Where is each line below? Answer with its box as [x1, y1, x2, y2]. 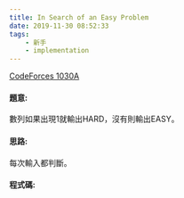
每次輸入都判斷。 [9, 157, 72, 168]
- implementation [25, 46, 90, 55]
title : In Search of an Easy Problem [9, 12, 149, 22]
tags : [9, 29, 29, 38]
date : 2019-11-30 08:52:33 [9, 21, 109, 30]
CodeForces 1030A [9, 70, 80, 81]
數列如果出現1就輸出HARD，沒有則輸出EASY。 [9, 113, 180, 125]
